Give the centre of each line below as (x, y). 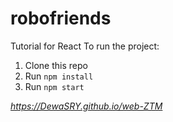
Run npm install (59, 76)
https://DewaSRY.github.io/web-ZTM (86, 106)
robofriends (61, 18)
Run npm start (54, 86)
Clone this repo (56, 65)
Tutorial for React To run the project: (85, 46)
